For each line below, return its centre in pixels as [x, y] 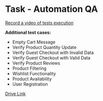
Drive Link [15, 94]
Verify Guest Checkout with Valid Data [51, 57]
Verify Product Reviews [36, 63]
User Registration [30, 84]
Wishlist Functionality [34, 73]
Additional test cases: [28, 32]
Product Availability [32, 79]
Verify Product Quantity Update [44, 47]
